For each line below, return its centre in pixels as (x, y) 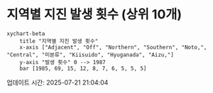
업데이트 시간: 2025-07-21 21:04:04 (58, 82)
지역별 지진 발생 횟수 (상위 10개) (94, 14)
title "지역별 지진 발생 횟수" (59, 41)
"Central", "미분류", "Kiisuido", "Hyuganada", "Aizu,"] (91, 55)
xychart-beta (26, 33)
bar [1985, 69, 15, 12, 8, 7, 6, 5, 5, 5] (83, 68)
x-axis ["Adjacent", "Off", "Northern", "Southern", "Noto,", (113, 47)
